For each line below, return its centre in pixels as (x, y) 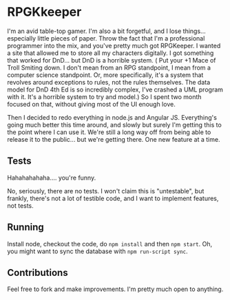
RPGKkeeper (44, 12)
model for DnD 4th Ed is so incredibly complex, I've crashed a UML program (115, 89)
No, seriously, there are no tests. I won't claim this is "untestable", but (106, 191)
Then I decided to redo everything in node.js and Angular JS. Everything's (112, 117)
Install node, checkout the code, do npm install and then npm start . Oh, (109, 244)
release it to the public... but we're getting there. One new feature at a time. (114, 139)
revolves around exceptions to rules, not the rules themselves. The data (109, 82)
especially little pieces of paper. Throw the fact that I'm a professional (106, 38)
